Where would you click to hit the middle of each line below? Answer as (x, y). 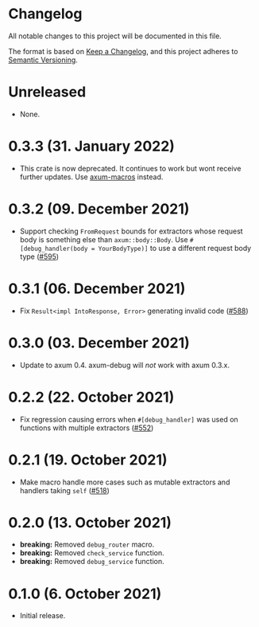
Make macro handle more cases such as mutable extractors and (125, 482)
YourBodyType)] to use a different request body (175, 248)
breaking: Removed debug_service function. (92, 562)
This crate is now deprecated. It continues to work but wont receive (130, 168)
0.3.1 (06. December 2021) (97, 288)
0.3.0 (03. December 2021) (99, 343)
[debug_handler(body (54, 249)
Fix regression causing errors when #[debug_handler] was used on (129, 419)
